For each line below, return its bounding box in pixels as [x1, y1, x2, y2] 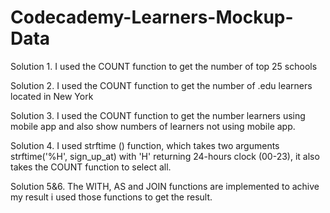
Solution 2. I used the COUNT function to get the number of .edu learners [10, 79, 313, 91]
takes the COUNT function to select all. [10, 161, 172, 173]
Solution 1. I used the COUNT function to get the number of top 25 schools [10, 60, 318, 72]
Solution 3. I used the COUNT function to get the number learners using [10, 109, 306, 121]
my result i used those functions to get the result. [10, 191, 213, 203]
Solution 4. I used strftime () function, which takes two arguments [10, 139, 280, 151]
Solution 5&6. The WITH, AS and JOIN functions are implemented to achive [10, 180, 320, 192]
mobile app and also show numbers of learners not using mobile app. [10, 120, 296, 132]
